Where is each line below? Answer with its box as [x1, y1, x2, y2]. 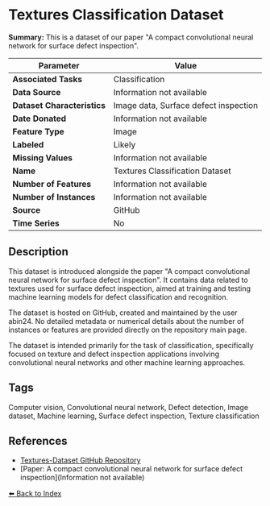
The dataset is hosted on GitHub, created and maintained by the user [8, 308, 238, 317]
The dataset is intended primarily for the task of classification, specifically [8, 340, 254, 350]
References [8, 433, 68, 448]
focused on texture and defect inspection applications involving [8, 349, 220, 359]
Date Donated [12, 113, 67, 124]
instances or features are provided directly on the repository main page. [8, 325, 247, 334]
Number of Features [12, 178, 92, 189]
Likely [113, 139, 136, 150]
